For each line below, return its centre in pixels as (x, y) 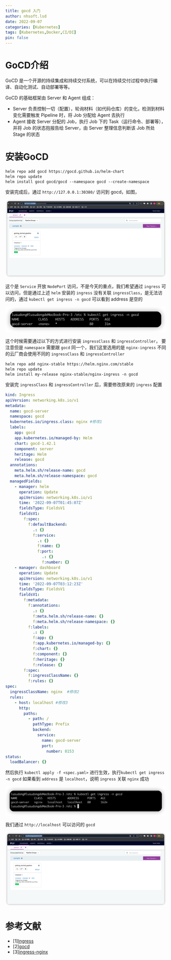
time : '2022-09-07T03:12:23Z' (51, 584)
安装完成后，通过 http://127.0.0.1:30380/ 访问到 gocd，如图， (72, 191)
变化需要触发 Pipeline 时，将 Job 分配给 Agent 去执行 (69, 115)
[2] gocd (21, 946)
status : (14, 757)
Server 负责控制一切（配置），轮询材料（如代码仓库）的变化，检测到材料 (89, 109)
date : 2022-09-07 (24, 22)
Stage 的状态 (26, 134)
